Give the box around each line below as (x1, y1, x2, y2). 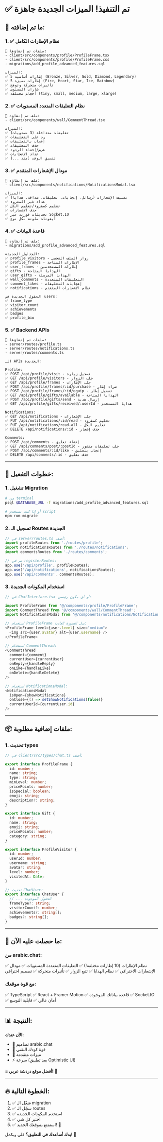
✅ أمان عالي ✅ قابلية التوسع (5, 997, 56, 1003)
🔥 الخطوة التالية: (5, 1087, 50, 1095)
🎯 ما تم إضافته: (5, 23, 45, 31)
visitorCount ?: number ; (9, 905, 57, 911)
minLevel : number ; (9, 780, 47, 785)
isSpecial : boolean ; (9, 789, 51, 794)
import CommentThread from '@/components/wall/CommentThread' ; (5, 607, 136, 613)
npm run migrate (5, 514, 38, 519)
